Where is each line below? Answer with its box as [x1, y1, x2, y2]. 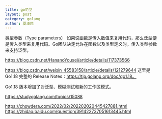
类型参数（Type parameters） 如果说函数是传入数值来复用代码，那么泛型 [5, 35, 153, 41]
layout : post [5, 12, 32, 17]
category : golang [5, 16, 41, 21]
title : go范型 [5, 7, 33, 12]
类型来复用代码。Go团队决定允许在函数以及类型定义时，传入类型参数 [18, 41, 157, 47]
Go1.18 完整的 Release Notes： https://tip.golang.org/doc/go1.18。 [5, 73, 136, 79]
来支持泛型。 [5, 47, 31, 53]
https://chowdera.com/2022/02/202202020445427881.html [5, 103, 128, 109]
